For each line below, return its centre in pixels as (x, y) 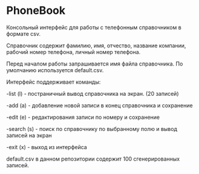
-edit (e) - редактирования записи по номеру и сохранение (83, 117)
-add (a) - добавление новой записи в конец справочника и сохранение (99, 105)
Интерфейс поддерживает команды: (54, 82)
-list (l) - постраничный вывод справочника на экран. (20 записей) (93, 93)
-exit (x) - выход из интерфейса (47, 147)
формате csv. (24, 33)
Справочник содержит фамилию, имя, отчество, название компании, (96, 45)
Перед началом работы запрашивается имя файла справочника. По (95, 64)
